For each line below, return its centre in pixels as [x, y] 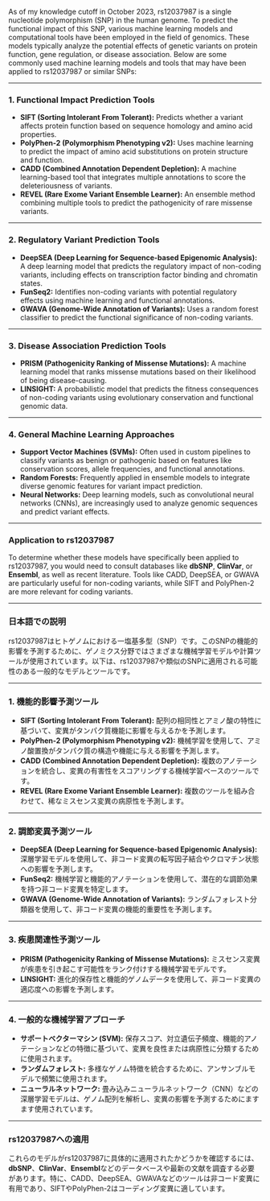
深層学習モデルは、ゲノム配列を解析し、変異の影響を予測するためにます [139, 1099]
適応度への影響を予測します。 [69, 988]
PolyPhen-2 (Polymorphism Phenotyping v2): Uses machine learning [137, 143]
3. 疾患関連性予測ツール [54, 939]
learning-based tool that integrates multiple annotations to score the [133, 177]
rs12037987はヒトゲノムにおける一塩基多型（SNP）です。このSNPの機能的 [133, 641]
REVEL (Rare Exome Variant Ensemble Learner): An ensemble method [137, 194]
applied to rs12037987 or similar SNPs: [72, 71]
